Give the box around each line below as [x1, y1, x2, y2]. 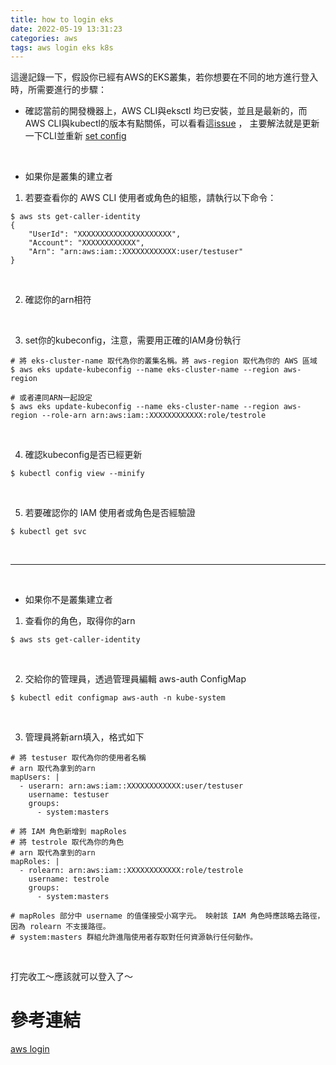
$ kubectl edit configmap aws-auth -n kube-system [10, 693, 226, 703]
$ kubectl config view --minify [10, 469, 145, 479]
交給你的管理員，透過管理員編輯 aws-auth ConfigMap [24, 673, 247, 685]
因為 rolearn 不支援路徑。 [10, 922, 111, 932]
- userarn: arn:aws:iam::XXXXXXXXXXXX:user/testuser [19, 781, 244, 791]
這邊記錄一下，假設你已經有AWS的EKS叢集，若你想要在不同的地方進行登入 [10, 71, 319, 83]
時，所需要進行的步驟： [10, 84, 107, 96]
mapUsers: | [10, 772, 60, 783]
